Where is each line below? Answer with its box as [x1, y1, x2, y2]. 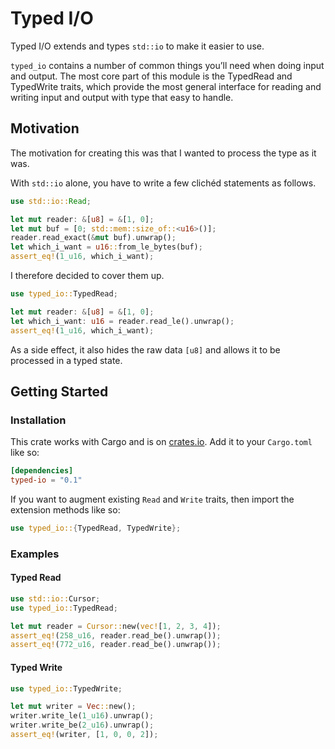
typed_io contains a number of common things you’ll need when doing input [10, 59, 325, 71]
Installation [10, 413, 67, 427]
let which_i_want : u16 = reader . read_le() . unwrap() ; [10, 316, 235, 326]
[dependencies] [10, 466, 74, 476]
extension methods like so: [10, 503, 121, 516]
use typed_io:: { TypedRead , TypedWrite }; [10, 523, 182, 533]
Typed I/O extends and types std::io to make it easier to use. [10, 40, 265, 52]
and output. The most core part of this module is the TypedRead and [10, 70, 293, 82]
